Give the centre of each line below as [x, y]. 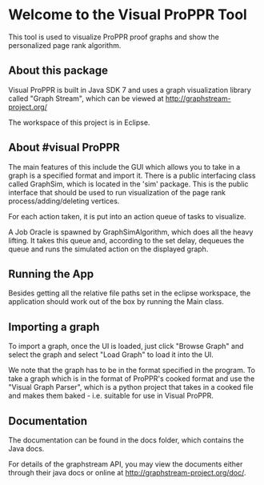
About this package [58, 71]
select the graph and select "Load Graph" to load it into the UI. [111, 355]
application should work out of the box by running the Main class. [116, 302]
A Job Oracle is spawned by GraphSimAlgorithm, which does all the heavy [131, 232]
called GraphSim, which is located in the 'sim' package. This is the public [129, 184]
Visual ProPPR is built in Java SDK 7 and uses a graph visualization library [130, 90]
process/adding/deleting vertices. [64, 201]
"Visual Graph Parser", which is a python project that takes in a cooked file [131, 387]
